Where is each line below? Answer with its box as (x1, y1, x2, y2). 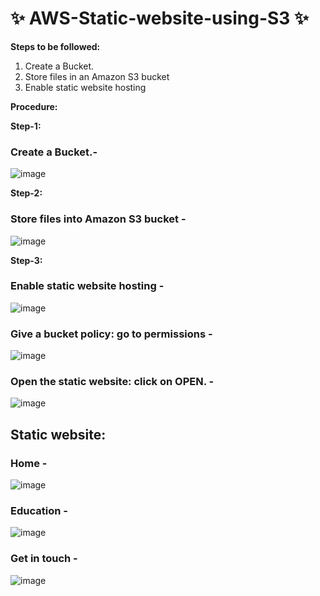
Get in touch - (10, 552, 78, 566)
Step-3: (10, 254, 43, 266)
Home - (10, 456, 48, 470)
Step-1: (10, 120, 42, 132)
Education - (10, 504, 68, 518)
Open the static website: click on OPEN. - (10, 375, 215, 389)
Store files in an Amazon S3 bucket (24, 70, 170, 82)
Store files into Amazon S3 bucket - (10, 212, 187, 226)
